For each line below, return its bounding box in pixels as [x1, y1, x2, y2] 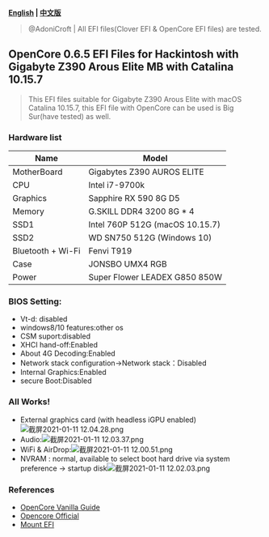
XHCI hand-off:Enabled [19, 340, 99, 350]
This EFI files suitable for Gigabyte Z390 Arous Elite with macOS [27, 94, 242, 104]
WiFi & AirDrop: [19, 445, 72, 454]
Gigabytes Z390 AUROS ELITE [88, 166, 204, 177]
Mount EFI [19, 520, 55, 529]
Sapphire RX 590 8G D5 [88, 193, 180, 204]
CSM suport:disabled [19, 331, 91, 341]
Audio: [19, 434, 43, 444]
